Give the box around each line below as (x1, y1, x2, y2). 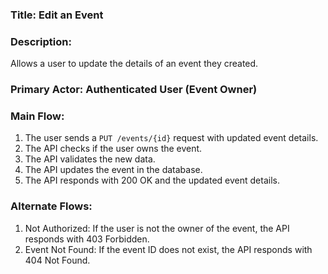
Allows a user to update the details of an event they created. (10, 58, 259, 70)
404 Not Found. (24, 254, 91, 266)
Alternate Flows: (10, 199, 93, 213)
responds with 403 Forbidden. (24, 233, 150, 245)
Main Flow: (10, 109, 65, 123)
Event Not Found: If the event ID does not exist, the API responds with (24, 243, 313, 255)
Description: (10, 34, 72, 48)
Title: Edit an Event (10, 8, 104, 22)
